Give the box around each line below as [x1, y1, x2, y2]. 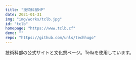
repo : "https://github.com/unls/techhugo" [5, 35, 96, 40]
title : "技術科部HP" [5, 7, 46, 12]
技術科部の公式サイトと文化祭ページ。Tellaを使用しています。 [5, 49, 134, 55]
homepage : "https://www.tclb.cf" [5, 26, 76, 31]
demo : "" [5, 30, 24, 35]
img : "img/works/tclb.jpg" [5, 16, 62, 21]
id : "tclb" [5, 21, 28, 26]
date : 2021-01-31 [5, 12, 42, 17]
